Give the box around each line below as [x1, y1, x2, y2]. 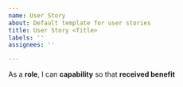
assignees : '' [8, 41, 56, 49]
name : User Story [8, 11, 66, 20]
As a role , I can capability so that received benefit [8, 70, 175, 79]
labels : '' [8, 33, 45, 42]
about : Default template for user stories [8, 19, 151, 27]
